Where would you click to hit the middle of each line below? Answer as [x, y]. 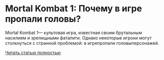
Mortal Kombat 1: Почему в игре [74, 9]
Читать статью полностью [33, 53]
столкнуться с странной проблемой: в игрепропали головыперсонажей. [82, 43]
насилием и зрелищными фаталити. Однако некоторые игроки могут [79, 38]
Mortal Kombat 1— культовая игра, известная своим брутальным [74, 32]
